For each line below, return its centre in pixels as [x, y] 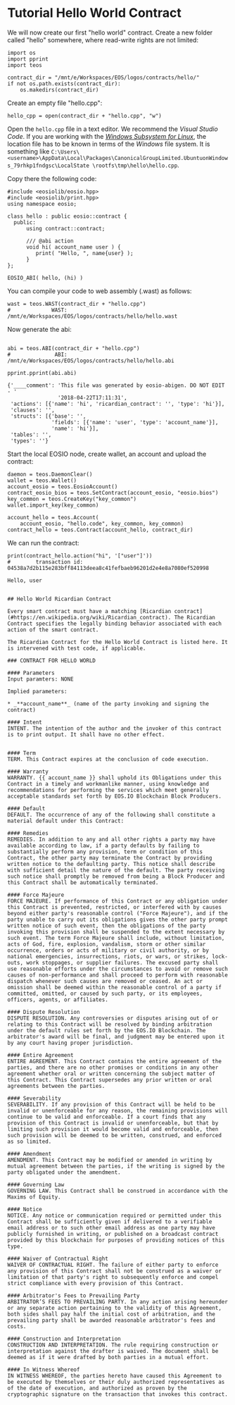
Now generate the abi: [39, 329]
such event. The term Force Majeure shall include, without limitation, [116, 938]
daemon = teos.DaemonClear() [50, 474]
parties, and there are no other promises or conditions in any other [113, 1067]
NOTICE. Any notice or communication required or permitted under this [114, 1215]
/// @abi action [50, 241]
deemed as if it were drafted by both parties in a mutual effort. [108, 1357]
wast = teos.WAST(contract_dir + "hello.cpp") [77, 304]
